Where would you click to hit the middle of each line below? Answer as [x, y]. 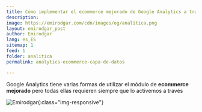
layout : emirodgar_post [36, 28]
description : [23, 17]
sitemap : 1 [20, 46]
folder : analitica [29, 56]
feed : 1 [16, 51]
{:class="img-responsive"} [71, 102]
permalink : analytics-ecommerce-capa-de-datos [66, 62]
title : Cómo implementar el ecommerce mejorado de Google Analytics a [96, 12]
